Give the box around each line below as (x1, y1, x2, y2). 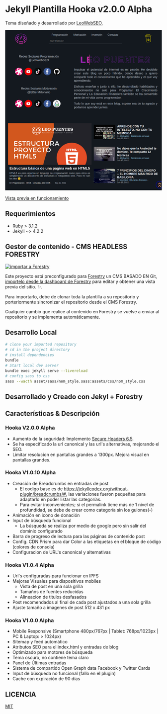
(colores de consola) (12, 543, 55, 550)
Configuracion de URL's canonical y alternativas (12, 549, 111, 555)
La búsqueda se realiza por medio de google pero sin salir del (19, 523, 147, 529)
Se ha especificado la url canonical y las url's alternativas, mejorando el (12, 441, 160, 447)
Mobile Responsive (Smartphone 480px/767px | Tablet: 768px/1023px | (12, 628, 159, 634)
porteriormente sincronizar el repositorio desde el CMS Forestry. (5, 299, 138, 305)
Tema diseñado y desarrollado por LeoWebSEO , (5, 20, 103, 26)
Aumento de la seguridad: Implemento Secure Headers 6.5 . (12, 436, 134, 442)
